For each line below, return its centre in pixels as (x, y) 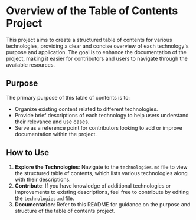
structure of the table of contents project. (65, 211)
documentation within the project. (56, 134)
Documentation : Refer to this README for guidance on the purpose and (102, 204)
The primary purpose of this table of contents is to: (68, 97)
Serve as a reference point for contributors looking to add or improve (99, 127)
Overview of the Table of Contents (92, 11)
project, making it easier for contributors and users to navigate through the (97, 58)
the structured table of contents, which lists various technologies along (101, 173)
